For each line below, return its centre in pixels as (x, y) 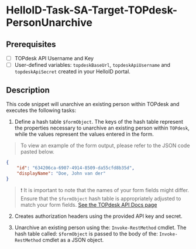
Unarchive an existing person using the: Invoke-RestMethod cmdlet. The (100, 228)
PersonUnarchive (49, 23)
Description (28, 90)
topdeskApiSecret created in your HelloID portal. (72, 71)
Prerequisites (31, 44)
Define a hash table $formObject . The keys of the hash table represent (99, 121)
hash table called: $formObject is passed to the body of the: (86, 234)
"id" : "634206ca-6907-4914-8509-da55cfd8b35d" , (75, 168)
